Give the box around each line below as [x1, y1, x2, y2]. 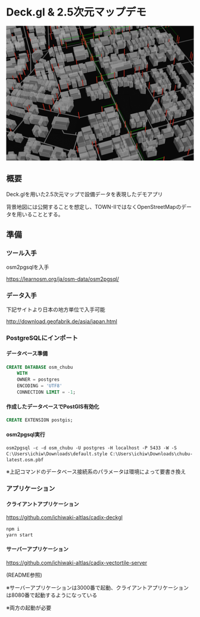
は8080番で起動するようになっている [6, 591, 98, 599]
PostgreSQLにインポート [6, 334, 79, 342]
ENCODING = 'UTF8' [17, 383, 62, 389]
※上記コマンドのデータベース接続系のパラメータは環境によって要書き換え [6, 468, 186, 475]
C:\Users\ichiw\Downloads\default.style [6, 451, 108, 457]
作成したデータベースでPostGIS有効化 [6, 403, 99, 410]
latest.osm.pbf [6, 457, 44, 463]
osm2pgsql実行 [6, 431, 46, 438]
